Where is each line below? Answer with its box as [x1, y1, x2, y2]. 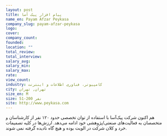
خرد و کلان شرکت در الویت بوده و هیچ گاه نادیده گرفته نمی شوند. [6, 125, 127, 131]
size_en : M [6, 91, 29, 96]
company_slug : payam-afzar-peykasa [6, 21, 80, 27]
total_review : [6, 49, 36, 54]
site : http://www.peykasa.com [6, 101, 69, 106]
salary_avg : [6, 59, 31, 64]
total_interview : [6, 54, 42, 59]
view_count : [6, 77, 31, 82]
